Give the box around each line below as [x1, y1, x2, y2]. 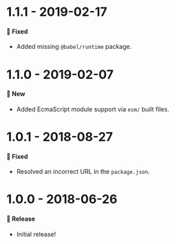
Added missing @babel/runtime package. [16, 43, 132, 51]
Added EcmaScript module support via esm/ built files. [16, 104, 170, 113]
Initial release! [16, 230, 56, 238]
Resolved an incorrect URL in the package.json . [16, 168, 151, 176]
